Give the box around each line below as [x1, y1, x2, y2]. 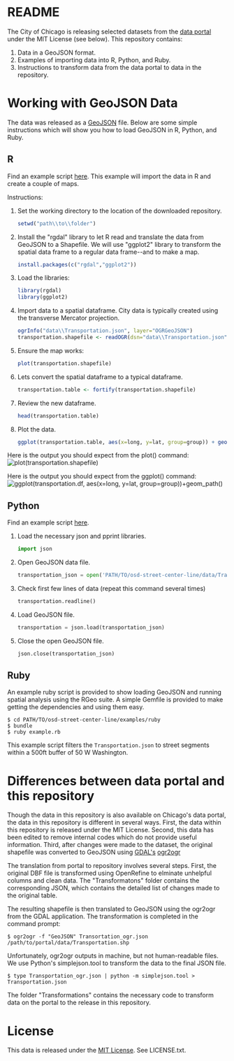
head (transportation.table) [17, 412, 99, 420]
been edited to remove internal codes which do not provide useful [7, 833, 197, 841]
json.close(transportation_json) [17, 650, 115, 657]
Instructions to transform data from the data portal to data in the [17, 63, 202, 71]
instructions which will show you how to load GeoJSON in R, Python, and [7, 125, 217, 134]
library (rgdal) [17, 287, 62, 294]
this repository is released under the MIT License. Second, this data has [7, 826, 214, 834]
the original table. [7, 891, 58, 899]
